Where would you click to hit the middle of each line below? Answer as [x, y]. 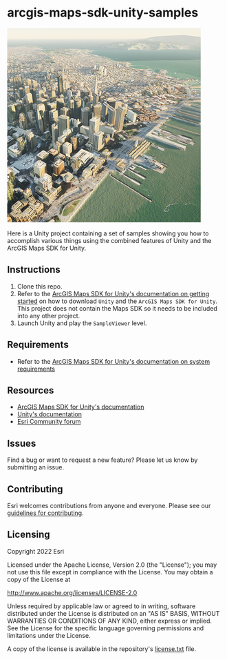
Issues [22, 443]
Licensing [29, 535]
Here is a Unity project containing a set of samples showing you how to [108, 233]
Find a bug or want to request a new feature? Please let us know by [102, 460]
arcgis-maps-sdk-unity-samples [103, 13]
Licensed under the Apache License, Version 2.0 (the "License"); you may [112, 565]
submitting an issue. [35, 467]
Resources [31, 390]
